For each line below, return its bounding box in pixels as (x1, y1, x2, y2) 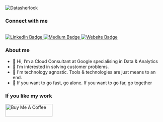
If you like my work (5, 92, 52, 99)
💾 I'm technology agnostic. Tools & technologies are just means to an (12, 69, 156, 75)
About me (5, 47, 30, 54)
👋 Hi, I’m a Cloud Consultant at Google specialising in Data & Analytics (12, 58, 158, 64)
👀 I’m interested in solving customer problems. (12, 64, 109, 70)
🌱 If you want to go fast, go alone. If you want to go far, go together (12, 80, 152, 86)
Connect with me (5, 17, 48, 24)
